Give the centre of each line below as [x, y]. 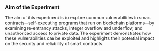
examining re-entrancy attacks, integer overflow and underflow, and [74, 28]
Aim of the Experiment [32, 7]
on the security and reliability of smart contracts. [54, 44]
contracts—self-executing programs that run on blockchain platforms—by [80, 23]
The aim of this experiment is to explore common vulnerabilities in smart [78, 18]
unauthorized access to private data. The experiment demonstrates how [78, 34]
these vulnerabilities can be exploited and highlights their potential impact [80, 38]
